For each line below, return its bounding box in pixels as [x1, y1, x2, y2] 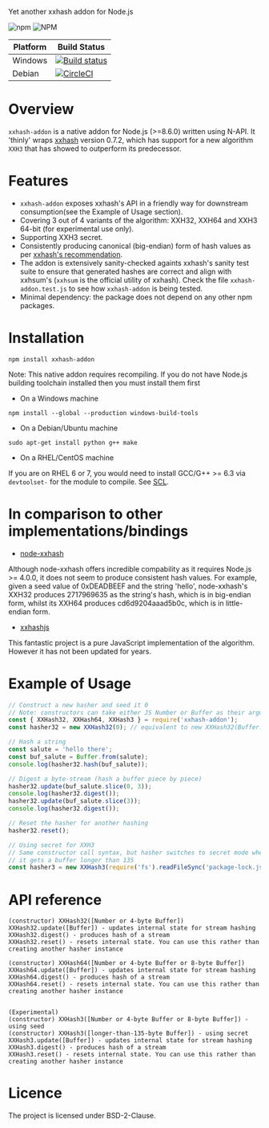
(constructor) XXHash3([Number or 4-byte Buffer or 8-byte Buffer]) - [8, 1016, 249, 1024]
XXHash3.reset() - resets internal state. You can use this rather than [8, 1051, 256, 1059]
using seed [8, 1023, 45, 1031]
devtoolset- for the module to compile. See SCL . [8, 477, 170, 487]
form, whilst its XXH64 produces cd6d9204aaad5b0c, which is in [8, 598, 224, 608]
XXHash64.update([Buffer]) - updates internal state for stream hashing [8, 967, 256, 975]
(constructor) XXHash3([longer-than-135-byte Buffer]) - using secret [8, 1029, 249, 1038]
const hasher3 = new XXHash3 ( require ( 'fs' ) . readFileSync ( [8, 863, 206, 872]
